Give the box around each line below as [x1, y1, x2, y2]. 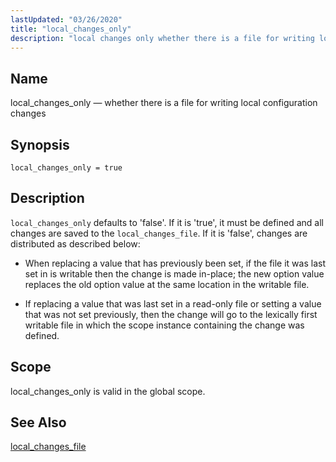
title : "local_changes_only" [10, 24, 132, 34]
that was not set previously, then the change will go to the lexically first [24, 308, 318, 320]
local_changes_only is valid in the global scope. [10, 385, 206, 397]
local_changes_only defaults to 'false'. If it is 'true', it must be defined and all [10, 216, 324, 228]
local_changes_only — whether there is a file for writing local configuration [10, 97, 318, 109]
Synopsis [10, 136, 70, 153]
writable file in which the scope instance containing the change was [24, 319, 305, 331]
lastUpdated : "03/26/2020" [10, 14, 123, 25]
